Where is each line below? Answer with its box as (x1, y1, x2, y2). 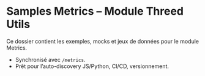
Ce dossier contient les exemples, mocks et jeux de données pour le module (6, 37, 199, 45)
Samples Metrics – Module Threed (6, 4, 184, 18)
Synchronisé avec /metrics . (15, 56, 86, 63)
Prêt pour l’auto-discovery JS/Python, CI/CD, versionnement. (15, 63, 170, 70)
